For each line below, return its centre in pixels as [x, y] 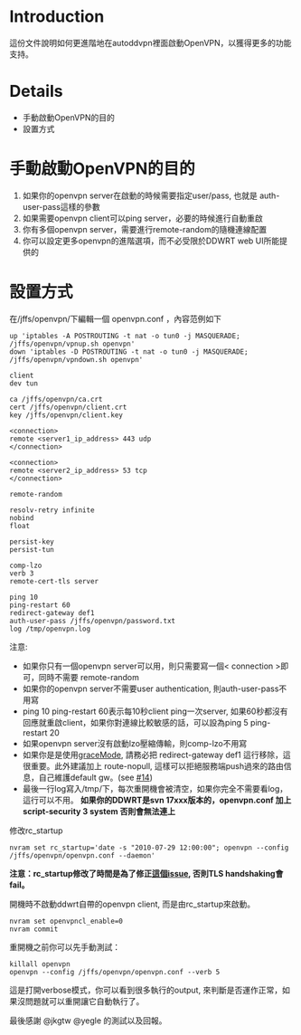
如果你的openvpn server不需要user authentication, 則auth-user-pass [150, 688]
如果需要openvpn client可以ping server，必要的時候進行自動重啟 [143, 218]
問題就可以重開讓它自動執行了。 [85, 1001]
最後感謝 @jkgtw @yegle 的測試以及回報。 [88, 1021]
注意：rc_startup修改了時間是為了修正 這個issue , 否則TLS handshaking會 [146, 873]
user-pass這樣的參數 [61, 206]
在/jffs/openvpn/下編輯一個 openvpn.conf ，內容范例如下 [115, 318]
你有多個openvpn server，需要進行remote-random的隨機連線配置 [145, 229]
